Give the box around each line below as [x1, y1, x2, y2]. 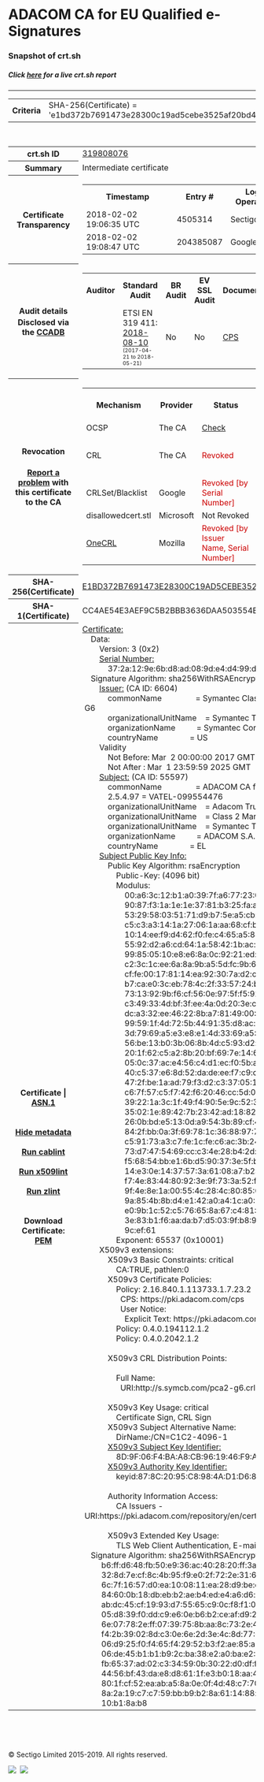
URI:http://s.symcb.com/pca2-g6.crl [120, 1382, 256, 1393]
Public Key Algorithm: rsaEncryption [107, 860, 241, 871]
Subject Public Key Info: [99, 850, 187, 861]
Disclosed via [17, 317, 69, 328]
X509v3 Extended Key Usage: [107, 1530, 220, 1541]
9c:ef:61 [124, 1224, 156, 1235]
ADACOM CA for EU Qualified [8, 6, 203, 24]
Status [213, 400, 239, 411]
